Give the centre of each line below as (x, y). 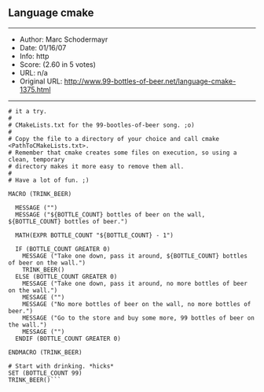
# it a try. (27, 111)
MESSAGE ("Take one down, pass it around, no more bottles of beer (135, 283)
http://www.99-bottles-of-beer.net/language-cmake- (150, 81)
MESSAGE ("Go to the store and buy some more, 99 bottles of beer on (139, 318)
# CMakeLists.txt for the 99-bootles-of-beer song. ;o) (101, 125)
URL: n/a (34, 72)
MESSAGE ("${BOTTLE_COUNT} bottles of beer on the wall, (110, 214)
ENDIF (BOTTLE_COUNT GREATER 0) (68, 338)
